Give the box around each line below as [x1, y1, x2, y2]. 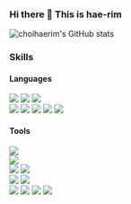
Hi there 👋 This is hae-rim [9, 8, 123, 21]
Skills [9, 51, 34, 64]
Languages [9, 73, 52, 84]
